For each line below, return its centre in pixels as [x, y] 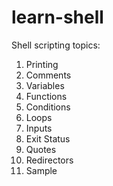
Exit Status [48, 138]
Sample [41, 170]
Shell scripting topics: [56, 45]
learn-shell [57, 17]
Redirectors [49, 160]
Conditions [48, 107]
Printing [42, 64]
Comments [48, 75]
